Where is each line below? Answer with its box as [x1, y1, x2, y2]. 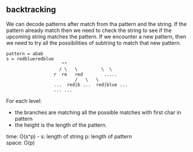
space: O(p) [6, 139, 35, 146]
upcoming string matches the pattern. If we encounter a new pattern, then [6, 33, 187, 40]
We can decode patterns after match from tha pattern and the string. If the [6, 20, 187, 27]
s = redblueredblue [6, 56, 54, 62]
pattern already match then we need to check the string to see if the [6, 27, 172, 34]
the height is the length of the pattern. [14, 121, 107, 128]
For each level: [6, 97, 42, 104]
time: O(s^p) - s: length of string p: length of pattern [6, 132, 132, 140]
